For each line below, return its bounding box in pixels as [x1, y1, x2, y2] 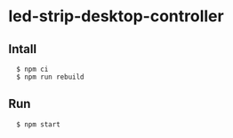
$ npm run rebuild [16, 73, 85, 81]
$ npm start [16, 119, 61, 129]
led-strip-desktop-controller [8, 6, 224, 27]
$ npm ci [16, 65, 49, 73]
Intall [8, 42, 37, 57]
